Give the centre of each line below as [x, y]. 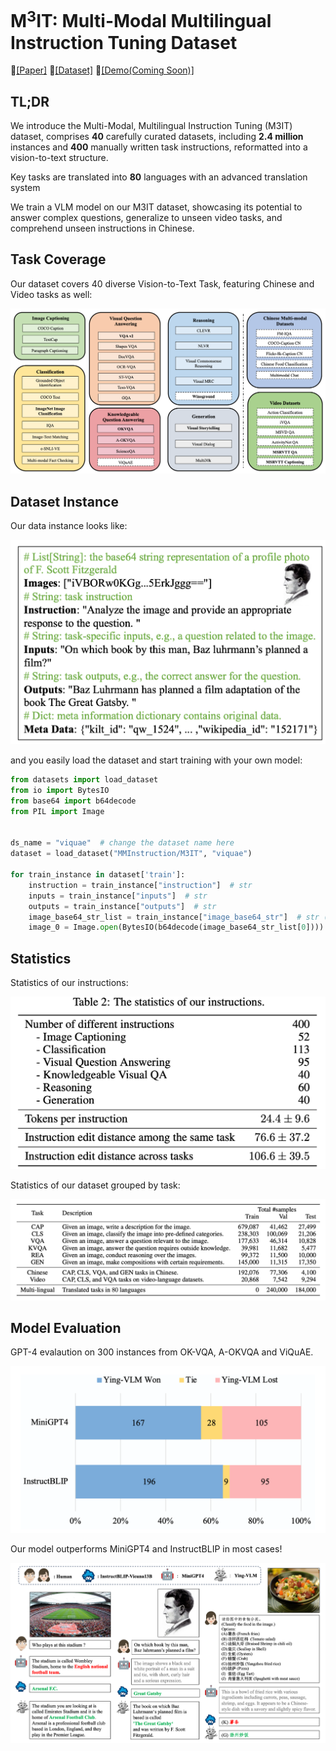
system [25, 188]
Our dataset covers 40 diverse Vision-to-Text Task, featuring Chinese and [162, 283]
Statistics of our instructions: [69, 983]
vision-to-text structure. [59, 158]
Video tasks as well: [51, 294]
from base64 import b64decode [73, 801]
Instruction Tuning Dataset [124, 42]
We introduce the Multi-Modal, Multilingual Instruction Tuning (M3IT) [151, 126]
